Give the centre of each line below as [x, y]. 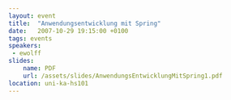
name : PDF [40, 69]
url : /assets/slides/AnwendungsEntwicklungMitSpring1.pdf [123, 76]
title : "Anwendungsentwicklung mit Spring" [85, 23]
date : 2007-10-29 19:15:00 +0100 [68, 31]
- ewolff [27, 53]
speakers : [25, 46]
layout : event [32, 16]
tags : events [30, 38]
